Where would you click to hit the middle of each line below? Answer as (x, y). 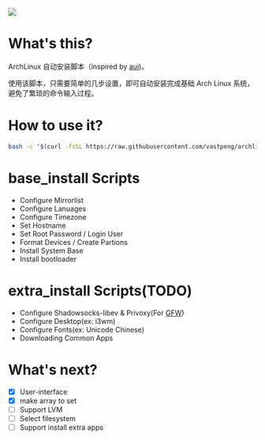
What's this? (50, 44)
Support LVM (41, 409)
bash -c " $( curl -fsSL (45, 146)
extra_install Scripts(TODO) (100, 290)
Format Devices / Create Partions (74, 242)
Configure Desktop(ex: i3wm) (67, 321)
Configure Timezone (53, 216)
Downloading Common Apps (66, 338)
